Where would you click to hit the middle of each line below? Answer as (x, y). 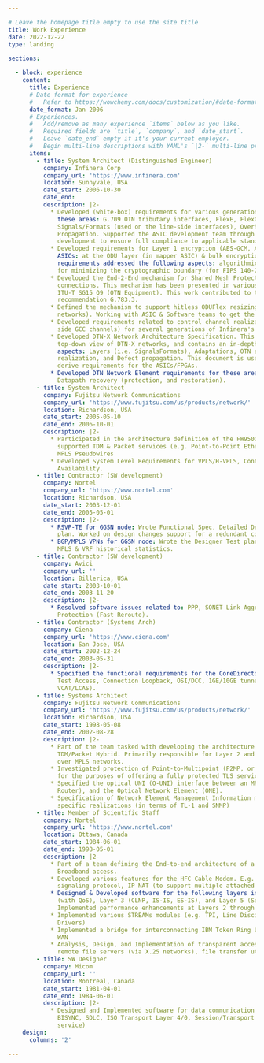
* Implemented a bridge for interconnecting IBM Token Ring (150, 930)
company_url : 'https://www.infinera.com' (112, 175)
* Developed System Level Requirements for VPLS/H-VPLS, (145, 461)
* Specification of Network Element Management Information (150, 798)
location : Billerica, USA (85, 578)
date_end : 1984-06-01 (78, 996)
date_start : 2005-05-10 (82, 417)
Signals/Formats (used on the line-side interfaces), (147, 227)
